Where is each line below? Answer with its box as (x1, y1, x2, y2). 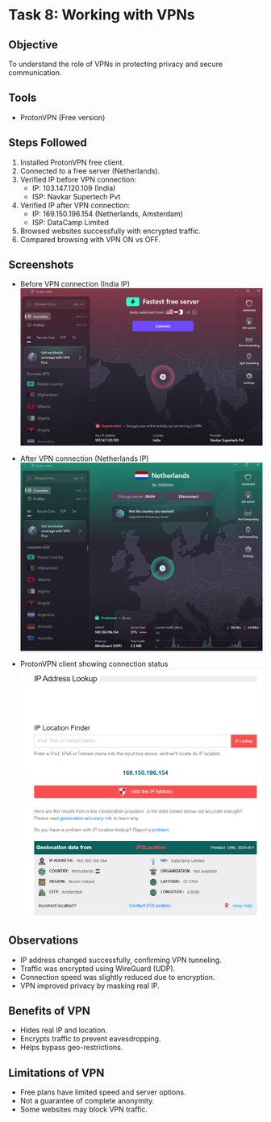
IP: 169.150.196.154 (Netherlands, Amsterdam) (31, 208, 184, 219)
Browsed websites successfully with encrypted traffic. (19, 226, 202, 236)
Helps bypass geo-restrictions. (19, 1043, 123, 1053)
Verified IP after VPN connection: (19, 200, 131, 210)
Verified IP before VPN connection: (19, 174, 137, 184)
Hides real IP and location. (19, 1025, 107, 1035)
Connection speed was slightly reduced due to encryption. (19, 972, 215, 982)
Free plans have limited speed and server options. (19, 1087, 187, 1097)
